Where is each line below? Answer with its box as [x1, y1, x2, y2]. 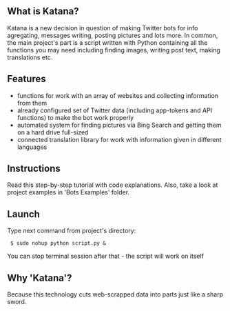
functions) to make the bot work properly [17, 113, 134, 121]
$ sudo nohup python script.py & [10, 240, 107, 247]
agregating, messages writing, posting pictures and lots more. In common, [7, 31, 218, 39]
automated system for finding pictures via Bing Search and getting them [17, 121, 222, 129]
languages [17, 143, 48, 151]
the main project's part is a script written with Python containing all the [7, 38, 208, 47]
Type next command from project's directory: [7, 227, 136, 235]
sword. [7, 298, 27, 306]
